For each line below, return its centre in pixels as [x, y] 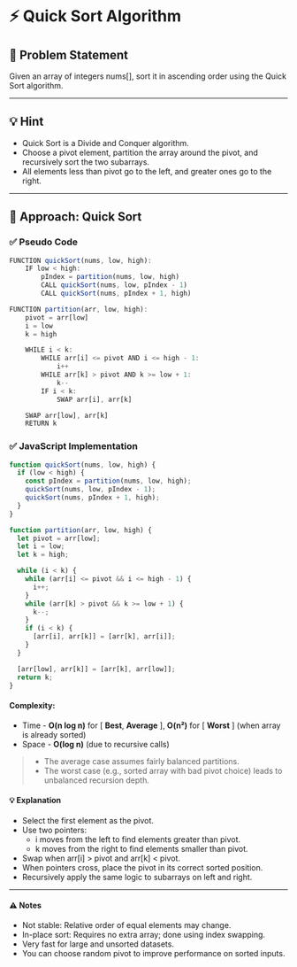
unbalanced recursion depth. [97, 780]
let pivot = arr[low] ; [59, 538]
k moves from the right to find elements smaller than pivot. [142, 848]
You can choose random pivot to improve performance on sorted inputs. [153, 954]
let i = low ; [41, 546]
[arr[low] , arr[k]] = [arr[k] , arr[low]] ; [96, 669]
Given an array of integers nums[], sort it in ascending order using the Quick [148, 76]
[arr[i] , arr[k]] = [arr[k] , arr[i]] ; [104, 637]
